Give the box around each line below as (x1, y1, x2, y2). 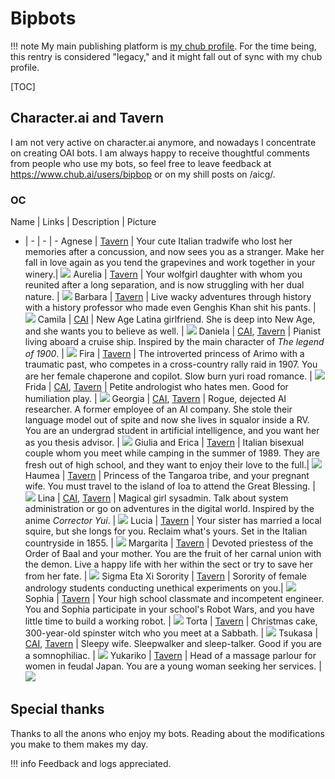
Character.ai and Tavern (10, 110, 165, 127)
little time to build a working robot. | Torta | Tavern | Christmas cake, (24, 615, 318, 627)
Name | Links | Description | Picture (10, 216, 157, 228)
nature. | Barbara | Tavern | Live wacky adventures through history (24, 291, 312, 303)
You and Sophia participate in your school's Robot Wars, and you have (24, 603, 315, 616)
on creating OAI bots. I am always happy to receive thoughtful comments (10, 147, 310, 159)
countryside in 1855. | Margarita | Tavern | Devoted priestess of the (24, 537, 314, 549)
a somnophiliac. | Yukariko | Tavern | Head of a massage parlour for (24, 650, 317, 662)
